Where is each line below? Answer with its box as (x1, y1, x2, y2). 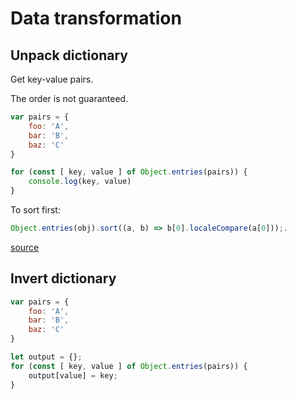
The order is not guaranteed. (10, 93, 129, 104)
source (10, 241, 40, 253)
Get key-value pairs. (10, 73, 94, 85)
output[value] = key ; (28, 370, 118, 381)
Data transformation (10, 7, 182, 30)
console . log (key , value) (28, 177, 132, 187)
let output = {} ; (10, 352, 83, 362)
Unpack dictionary (10, 47, 128, 64)
